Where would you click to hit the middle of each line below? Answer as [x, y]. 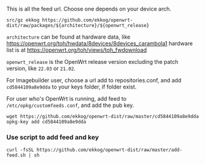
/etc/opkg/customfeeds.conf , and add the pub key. [70, 105]
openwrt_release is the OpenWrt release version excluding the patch [92, 62]
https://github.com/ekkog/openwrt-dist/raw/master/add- [110, 150]
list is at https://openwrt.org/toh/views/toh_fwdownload [77, 50]
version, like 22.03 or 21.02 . [41, 68]
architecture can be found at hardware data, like [68, 37]
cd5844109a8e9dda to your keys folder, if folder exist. [72, 87]
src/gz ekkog [23, 20]
